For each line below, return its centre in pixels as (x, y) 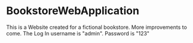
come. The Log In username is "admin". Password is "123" (78, 33)
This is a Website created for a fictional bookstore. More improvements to (96, 27)
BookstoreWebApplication (73, 11)
